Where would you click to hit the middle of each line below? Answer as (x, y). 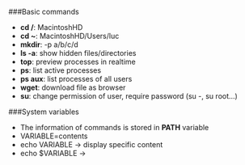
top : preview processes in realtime (78, 61)
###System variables (44, 112)
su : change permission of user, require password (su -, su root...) (129, 96)
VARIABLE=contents (54, 136)
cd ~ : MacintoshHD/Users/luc (70, 36)
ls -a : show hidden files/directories (78, 53)
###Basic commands (44, 12)
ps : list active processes (61, 70)
